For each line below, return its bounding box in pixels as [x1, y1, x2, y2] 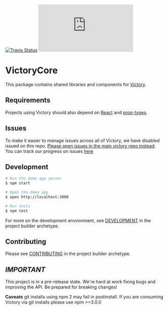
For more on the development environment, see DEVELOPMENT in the [5, 217, 151, 223]
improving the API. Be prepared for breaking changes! [5, 284, 118, 290]
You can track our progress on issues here [5, 148, 94, 154]
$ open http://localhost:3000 [5, 195, 69, 200]
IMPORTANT [5, 265, 45, 274]
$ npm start [5, 181, 30, 186]
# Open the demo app [5, 190, 49, 195]
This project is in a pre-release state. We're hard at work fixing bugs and [5, 279, 156, 285]
